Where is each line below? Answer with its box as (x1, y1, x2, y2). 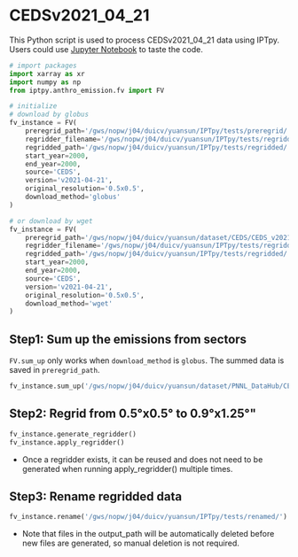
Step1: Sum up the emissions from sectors (9, 331, 247, 346)
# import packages (9, 61, 77, 70)
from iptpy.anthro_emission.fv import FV (9, 86, 165, 95)
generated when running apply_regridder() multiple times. (21, 463, 233, 474)
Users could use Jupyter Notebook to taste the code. (9, 43, 204, 54)
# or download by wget (9, 216, 93, 226)
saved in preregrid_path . (9, 365, 100, 375)
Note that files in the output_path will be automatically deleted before (21, 529, 275, 539)
